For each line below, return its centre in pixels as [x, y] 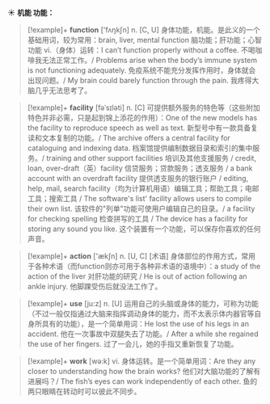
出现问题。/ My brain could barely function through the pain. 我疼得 [139, 80]
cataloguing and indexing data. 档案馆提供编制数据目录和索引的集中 [140, 148]
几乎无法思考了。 [63, 90]
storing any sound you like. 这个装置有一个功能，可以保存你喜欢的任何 [144, 229]
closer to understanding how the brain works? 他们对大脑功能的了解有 [143, 371]
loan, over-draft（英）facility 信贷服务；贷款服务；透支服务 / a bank [140, 168]
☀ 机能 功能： [31, 13]
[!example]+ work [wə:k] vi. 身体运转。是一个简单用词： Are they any [141, 361]
